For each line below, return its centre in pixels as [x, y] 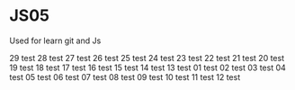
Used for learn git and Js [55, 40]
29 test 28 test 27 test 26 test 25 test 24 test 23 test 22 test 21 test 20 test [147, 58]
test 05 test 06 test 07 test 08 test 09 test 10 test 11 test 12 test [125, 76]
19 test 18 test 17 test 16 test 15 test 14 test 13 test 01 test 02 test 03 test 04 [147, 67]
